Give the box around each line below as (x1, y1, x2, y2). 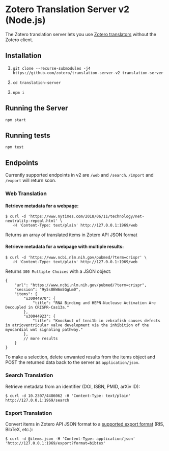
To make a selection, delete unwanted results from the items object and (5, 354, 155, 360)
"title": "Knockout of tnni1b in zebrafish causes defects (32, 318, 160, 323)
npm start (5, 117, 26, 123)
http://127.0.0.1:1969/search (5, 398, 70, 403)
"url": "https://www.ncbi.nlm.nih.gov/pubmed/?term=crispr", (14, 283, 147, 288)
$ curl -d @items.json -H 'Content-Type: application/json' (5, 436, 136, 441)
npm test (5, 145, 24, 150)
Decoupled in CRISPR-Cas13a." (5, 304, 70, 310)
